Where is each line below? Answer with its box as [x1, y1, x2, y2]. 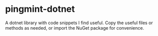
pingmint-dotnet [5, 3, 75, 15]
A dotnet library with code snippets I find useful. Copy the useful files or [5, 20, 153, 26]
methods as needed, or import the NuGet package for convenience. [5, 25, 145, 31]
